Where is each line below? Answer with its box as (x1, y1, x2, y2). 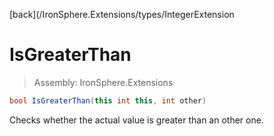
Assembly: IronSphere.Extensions (33, 76, 174, 88)
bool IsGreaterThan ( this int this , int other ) (9, 95, 207, 106)
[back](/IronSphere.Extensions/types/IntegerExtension (9, 9, 235, 20)
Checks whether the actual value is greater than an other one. (9, 114, 264, 126)
